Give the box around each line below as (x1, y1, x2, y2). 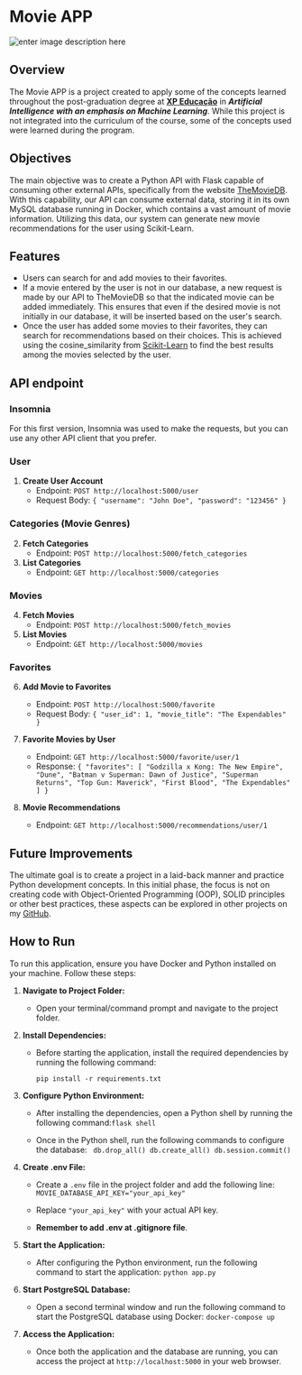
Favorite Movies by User (22, 734, 116, 745)
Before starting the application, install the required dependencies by (35, 1047, 288, 1057)
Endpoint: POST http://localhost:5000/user (35, 485, 199, 496)
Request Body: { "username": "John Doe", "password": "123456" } (35, 494, 287, 506)
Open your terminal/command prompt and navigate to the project (35, 1002, 279, 1013)
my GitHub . (9, 909, 51, 919)
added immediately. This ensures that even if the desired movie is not (22, 301, 281, 312)
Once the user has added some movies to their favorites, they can (22, 320, 268, 331)
